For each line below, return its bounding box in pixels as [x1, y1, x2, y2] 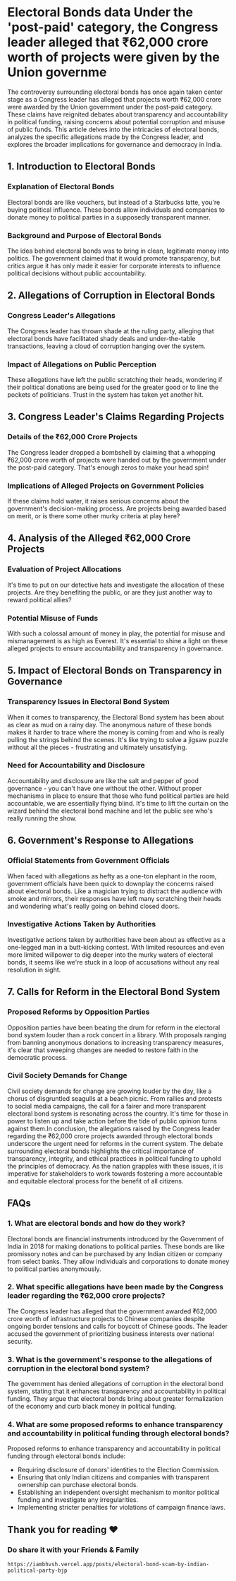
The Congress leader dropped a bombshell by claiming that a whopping [7, 448, 216, 456]
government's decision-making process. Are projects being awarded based [7, 504, 227, 513]
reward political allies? [7, 595, 72, 604]
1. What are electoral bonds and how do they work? [7, 1219, 185, 1229]
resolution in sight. [7, 965, 61, 974]
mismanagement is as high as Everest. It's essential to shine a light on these [7, 636, 228, 645]
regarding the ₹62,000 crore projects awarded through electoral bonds [7, 1131, 213, 1140]
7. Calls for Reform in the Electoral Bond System [7, 986, 221, 998]
